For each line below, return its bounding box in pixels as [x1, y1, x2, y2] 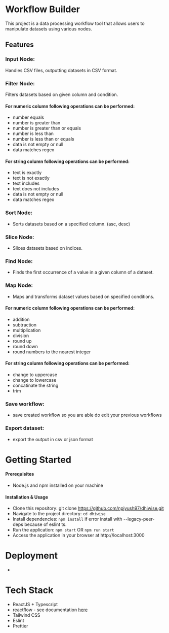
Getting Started [5, 454, 72, 465]
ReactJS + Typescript [12, 601, 58, 607]
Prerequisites [5, 471, 34, 477]
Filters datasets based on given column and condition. [5, 91, 118, 97]
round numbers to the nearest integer [12, 349, 91, 355]
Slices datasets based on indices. [12, 245, 82, 251]
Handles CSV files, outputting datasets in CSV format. [5, 67, 117, 73]
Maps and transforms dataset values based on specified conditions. [12, 293, 154, 299]
